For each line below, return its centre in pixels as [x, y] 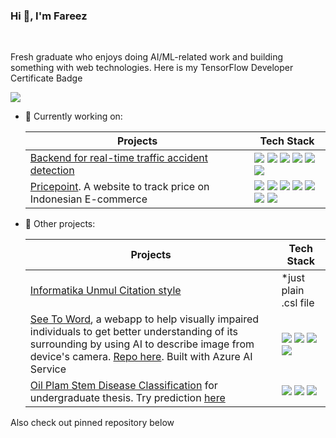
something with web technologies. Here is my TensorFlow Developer [152, 68]
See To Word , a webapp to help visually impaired [144, 319]
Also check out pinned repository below [92, 423]
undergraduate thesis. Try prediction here [127, 398]
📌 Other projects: [60, 224]
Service [48, 369]
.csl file [298, 303]
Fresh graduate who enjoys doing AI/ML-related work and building [147, 57]
